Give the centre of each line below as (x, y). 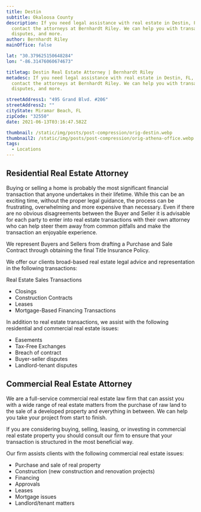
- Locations (27, 149)
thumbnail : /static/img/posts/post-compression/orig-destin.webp (89, 133)
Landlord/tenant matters (45, 503)
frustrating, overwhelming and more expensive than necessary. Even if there (100, 207)
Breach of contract (38, 352)
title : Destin (24, 12)
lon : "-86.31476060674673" (40, 61)
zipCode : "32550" (28, 116)
